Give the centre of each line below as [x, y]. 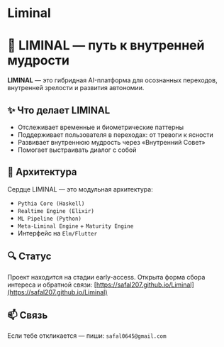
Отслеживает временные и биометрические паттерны [101, 127]
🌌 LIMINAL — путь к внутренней [106, 46]
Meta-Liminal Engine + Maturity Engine [75, 226]
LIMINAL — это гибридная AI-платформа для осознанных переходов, [112, 80]
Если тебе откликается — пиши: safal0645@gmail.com [87, 336]
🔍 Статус [29, 257]
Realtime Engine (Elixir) [56, 211]
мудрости [38, 61]
